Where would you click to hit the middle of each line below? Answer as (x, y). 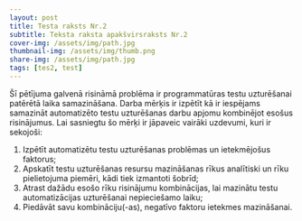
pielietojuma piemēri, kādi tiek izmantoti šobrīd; (110, 178)
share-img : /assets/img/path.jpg (72, 60)
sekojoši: (26, 132)
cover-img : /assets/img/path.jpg (72, 43)
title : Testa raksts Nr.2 (58, 26)
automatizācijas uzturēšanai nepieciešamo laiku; (113, 197)
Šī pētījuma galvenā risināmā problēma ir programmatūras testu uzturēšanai (151, 93)
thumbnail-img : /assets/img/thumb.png (82, 51)
